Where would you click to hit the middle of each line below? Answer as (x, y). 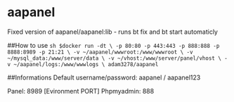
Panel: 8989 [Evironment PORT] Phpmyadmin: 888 (81, 91)
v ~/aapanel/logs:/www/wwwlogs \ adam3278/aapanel (83, 64)
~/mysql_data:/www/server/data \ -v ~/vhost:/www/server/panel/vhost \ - (118, 58)
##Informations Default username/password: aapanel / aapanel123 (104, 77)
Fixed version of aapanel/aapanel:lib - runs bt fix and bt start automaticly (112, 32)
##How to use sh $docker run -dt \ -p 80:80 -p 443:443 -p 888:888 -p (113, 45)
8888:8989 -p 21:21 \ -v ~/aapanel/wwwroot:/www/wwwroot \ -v (100, 52)
